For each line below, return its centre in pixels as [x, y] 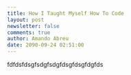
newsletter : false [33, 26]
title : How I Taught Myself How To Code [66, 13]
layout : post [26, 20]
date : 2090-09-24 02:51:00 [46, 45]
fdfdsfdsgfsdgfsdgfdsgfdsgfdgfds [55, 64]
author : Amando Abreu [38, 39]
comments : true [29, 32]
